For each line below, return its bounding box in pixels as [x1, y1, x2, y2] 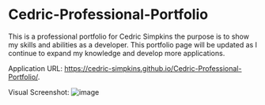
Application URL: [8, 63, 63, 73]
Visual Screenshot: [8, 87, 70, 96]
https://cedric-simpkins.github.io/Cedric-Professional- [64, 63, 242, 73]
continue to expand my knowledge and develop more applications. [8, 48, 225, 58]
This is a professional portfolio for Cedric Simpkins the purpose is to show [8, 32, 249, 41]
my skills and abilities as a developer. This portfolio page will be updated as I [8, 39, 258, 49]
